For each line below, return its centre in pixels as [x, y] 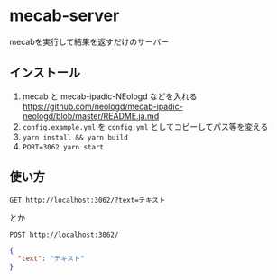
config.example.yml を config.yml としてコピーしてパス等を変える [145, 126]
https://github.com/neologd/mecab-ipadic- [102, 106]
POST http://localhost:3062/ [64, 235]
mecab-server [65, 16]
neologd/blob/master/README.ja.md [91, 116]
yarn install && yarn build [75, 137]
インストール [45, 73]
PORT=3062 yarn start [63, 147]
